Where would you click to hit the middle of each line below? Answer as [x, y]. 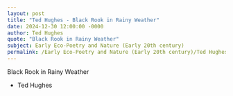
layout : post [26, 13]
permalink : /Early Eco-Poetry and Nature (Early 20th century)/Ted [107, 52]
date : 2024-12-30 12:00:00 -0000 [55, 26]
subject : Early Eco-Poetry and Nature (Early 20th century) [96, 46]
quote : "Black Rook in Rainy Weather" [63, 39]
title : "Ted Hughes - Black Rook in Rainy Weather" [83, 20]
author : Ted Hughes [35, 33]
